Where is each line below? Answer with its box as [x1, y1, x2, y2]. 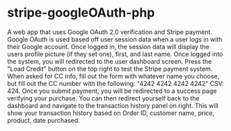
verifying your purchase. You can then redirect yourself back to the [7, 94, 200, 102]
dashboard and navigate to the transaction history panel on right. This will [7, 101, 218, 110]
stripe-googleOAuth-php [7, 5, 155, 21]
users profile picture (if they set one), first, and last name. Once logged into [7, 50, 223, 58]
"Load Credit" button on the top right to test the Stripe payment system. [7, 64, 213, 73]
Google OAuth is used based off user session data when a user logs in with [7, 35, 223, 43]
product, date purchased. [7, 116, 80, 124]
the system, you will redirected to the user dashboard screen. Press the [7, 57, 212, 65]
